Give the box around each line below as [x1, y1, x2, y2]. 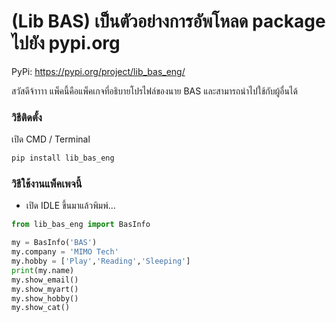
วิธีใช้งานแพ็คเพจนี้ [11, 177, 83, 191]
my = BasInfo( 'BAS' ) [11, 238, 98, 248]
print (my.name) [11, 265, 75, 275]
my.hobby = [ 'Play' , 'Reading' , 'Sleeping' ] [11, 256, 191, 267]
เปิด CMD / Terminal [11, 133, 91, 145]
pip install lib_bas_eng [11, 153, 115, 164]
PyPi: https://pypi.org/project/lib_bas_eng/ [11, 65, 186, 77]
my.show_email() [11, 275, 79, 285]
